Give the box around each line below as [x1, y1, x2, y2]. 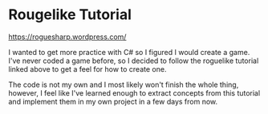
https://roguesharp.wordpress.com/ [8, 32, 127, 41]
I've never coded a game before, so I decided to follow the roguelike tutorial [8, 56, 259, 65]
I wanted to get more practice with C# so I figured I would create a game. [8, 47, 250, 57]
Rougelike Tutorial [8, 6, 132, 24]
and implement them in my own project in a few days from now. [8, 96, 218, 106]
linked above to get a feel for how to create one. [8, 64, 167, 73]
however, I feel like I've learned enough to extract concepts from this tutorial [8, 88, 261, 97]
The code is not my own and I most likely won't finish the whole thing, [8, 80, 239, 89]
